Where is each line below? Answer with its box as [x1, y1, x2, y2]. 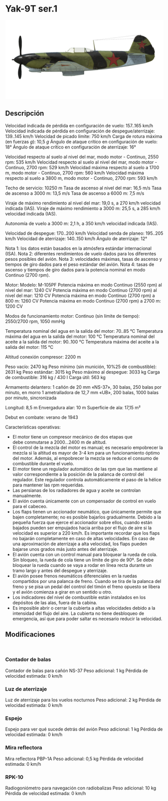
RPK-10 [5, 773, 24, 780]
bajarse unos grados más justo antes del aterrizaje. [12, 546, 119, 552]
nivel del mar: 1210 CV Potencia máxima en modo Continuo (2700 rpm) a [5, 293, 155, 299]
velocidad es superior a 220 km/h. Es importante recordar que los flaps [12, 530, 160, 536]
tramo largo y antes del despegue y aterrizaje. [12, 567, 108, 573]
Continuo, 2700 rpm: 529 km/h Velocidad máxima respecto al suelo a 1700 [5, 164, 159, 170]
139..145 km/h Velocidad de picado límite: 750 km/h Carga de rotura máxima [5, 133, 162, 139]
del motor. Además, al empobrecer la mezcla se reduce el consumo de [12, 455, 159, 461]
